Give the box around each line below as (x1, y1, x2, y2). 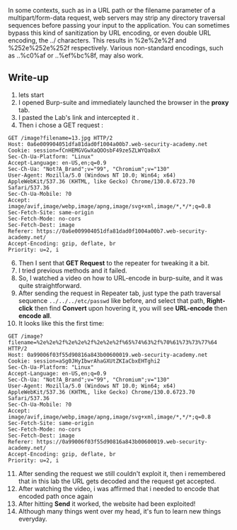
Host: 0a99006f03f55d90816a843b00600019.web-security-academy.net (8, 351, 208, 358)
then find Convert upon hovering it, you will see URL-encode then (34, 304, 228, 312)
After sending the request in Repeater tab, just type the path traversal (18, 289, 221, 297)
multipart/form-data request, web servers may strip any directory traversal (8, 13, 226, 22)
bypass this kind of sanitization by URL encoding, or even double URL (8, 28, 212, 37)
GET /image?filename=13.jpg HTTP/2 (8, 134, 113, 141)
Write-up (8, 72, 49, 84)
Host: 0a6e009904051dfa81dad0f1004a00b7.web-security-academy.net (8, 140, 208, 148)
